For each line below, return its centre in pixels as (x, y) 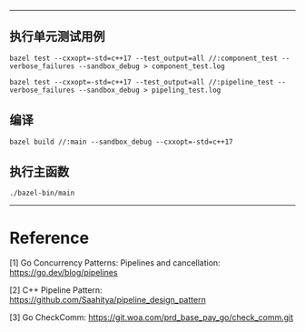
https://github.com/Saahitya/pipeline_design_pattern (108, 300)
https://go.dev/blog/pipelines (64, 273)
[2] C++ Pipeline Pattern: (56, 290)
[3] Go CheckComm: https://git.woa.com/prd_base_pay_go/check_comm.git (152, 317)
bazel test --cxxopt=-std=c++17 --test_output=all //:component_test (144, 58)
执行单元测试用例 (57, 37)
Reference (49, 238)
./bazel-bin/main (42, 193)
